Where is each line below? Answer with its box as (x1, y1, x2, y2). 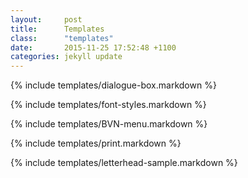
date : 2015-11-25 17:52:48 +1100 (10, 42, 177, 53)
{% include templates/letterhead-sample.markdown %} (10, 157, 238, 169)
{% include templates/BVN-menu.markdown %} (10, 118, 208, 130)
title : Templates (10, 24, 105, 34)
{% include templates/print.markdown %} (10, 137, 182, 150)
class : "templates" (10, 33, 114, 43)
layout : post (10, 14, 83, 25)
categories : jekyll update (10, 52, 123, 62)
